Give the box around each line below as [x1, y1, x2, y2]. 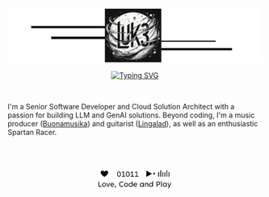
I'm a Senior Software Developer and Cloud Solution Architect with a [7, 102, 235, 112]
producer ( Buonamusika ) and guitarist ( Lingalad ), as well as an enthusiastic [7, 119, 258, 129]
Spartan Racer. [7, 128, 57, 137]
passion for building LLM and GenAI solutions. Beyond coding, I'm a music [7, 110, 255, 120]
